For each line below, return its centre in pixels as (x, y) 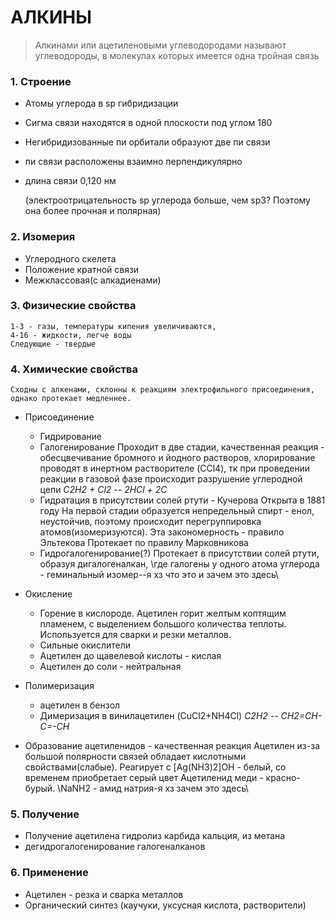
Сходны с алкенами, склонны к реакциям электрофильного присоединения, (162, 390)
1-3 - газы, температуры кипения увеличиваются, (113, 326)
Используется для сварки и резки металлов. (135, 635)
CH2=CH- (301, 716)
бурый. (40, 788)
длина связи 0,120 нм (70, 181)
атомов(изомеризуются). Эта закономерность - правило (162, 532)
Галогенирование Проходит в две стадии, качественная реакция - (182, 447)
